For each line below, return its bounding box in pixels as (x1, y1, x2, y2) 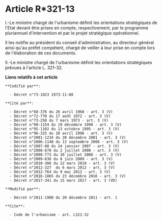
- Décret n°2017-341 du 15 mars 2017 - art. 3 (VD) (9, 178, 118, 183)
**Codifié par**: (5, 83, 41, 89)
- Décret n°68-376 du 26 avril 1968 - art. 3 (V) (9, 109, 113, 114)
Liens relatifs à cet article (5, 74, 58, 80)
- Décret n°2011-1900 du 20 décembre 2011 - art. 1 (9, 195, 118, 200)
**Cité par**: (5, 100, 34, 106)
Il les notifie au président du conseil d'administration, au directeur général (5, 39, 154, 45)
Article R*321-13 (5, 3, 75, 15)
